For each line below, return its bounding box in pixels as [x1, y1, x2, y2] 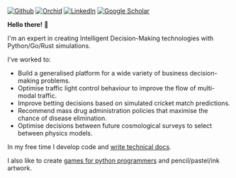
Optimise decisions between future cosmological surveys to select [17, 121, 213, 130]
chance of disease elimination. [17, 114, 108, 122]
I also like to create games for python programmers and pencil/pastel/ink [7, 156, 220, 165]
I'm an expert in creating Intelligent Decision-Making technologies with [7, 34, 214, 42]
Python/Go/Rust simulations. [7, 42, 91, 49]
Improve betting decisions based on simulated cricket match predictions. [17, 99, 230, 107]
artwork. [7, 164, 32, 172]
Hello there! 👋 [7, 20, 49, 28]
